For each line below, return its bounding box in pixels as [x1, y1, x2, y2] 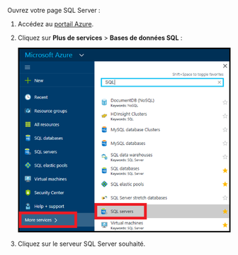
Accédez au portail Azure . [17, 20, 94, 28]
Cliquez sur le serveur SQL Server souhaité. [17, 239, 146, 248]
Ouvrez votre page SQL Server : [7, 6, 101, 14]
